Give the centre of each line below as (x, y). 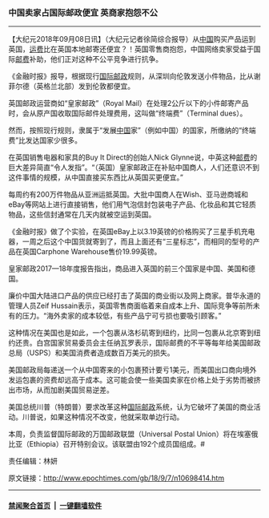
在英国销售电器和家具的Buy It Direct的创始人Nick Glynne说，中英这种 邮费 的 (133, 157)
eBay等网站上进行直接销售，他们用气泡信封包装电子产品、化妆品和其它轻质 (132, 204)
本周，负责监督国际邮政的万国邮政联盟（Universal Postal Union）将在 (123, 434)
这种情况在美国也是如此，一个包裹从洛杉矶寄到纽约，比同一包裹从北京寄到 (131, 333)
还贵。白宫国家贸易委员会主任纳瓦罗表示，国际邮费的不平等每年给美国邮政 (138, 343)
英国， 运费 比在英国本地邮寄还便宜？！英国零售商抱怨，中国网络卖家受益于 (131, 49)
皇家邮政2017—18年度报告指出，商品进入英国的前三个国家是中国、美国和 (128, 269)
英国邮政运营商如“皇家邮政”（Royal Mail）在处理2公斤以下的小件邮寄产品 (129, 103)
